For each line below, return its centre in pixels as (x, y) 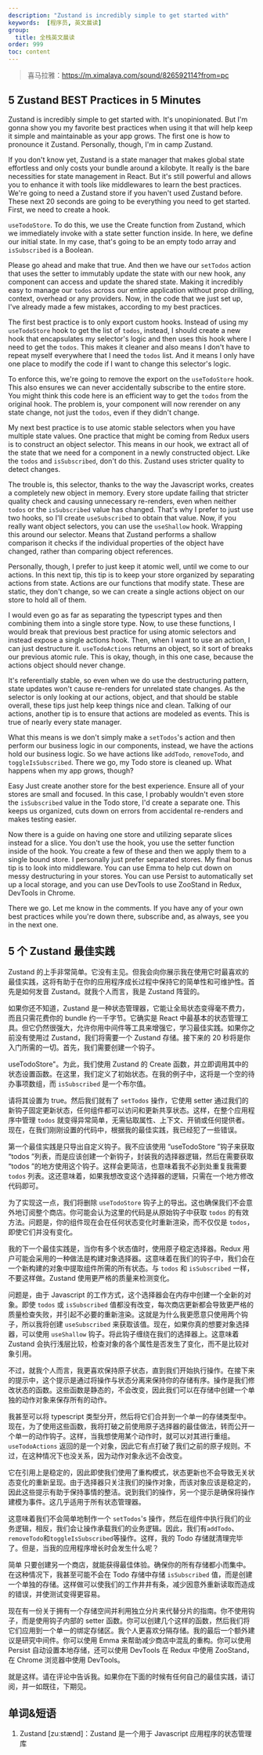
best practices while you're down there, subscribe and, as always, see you (128, 916)
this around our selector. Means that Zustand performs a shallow (112, 534)
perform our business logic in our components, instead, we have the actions (131, 745)
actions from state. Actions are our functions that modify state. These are (126, 583)
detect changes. (34, 469)
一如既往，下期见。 (59, 1686)
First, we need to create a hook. (59, 210)
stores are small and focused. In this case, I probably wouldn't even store (126, 794)
